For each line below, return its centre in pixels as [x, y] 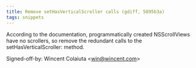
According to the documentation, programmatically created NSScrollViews [98, 34]
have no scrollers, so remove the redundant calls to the [74, 41]
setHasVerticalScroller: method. [45, 47]
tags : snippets [25, 17]
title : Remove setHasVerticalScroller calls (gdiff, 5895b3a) [85, 12]
